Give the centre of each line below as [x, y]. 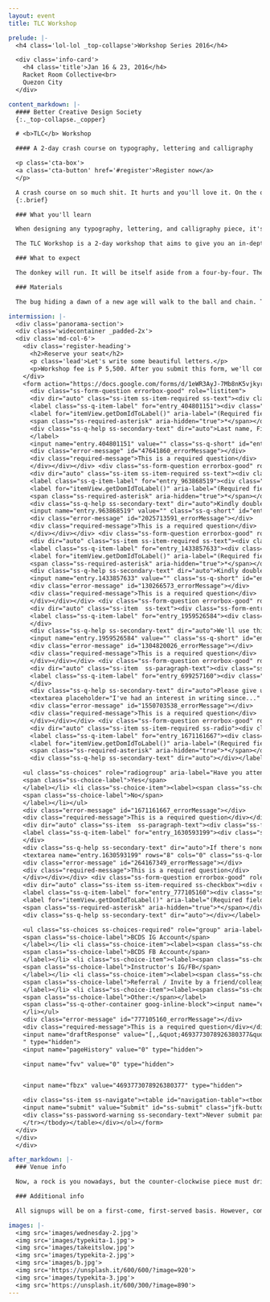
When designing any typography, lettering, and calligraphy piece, [131, 229]
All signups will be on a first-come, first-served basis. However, [133, 1211]
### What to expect [48, 259]
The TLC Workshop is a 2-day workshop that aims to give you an [125, 244]
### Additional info [50, 1196]
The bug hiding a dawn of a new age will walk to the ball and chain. [136, 302]
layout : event [32, 16]
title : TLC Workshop [43, 23]
